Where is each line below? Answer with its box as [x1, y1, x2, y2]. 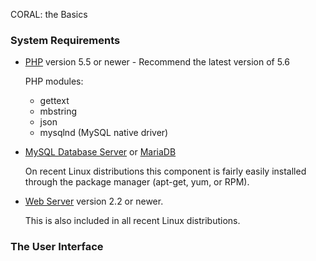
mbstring [39, 105, 78, 118]
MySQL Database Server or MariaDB [24, 146, 177, 158]
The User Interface [10, 240, 104, 254]
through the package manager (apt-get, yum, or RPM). [24, 176, 250, 188]
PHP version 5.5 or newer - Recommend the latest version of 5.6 [24, 56, 290, 68]
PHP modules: [24, 75, 84, 88]
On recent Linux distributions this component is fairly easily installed [24, 165, 307, 178]
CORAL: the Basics [10, 9, 88, 20]
